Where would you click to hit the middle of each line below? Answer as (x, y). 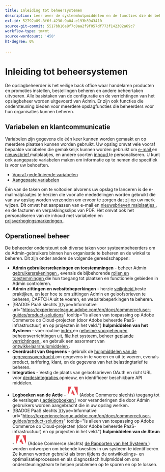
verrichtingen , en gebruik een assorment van (58, 341)
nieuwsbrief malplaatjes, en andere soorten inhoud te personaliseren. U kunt (82, 155)
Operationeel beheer (37, 236)
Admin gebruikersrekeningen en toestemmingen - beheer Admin (79, 268)
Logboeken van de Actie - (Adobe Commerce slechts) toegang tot (86, 395)
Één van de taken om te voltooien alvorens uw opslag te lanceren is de (77, 189)
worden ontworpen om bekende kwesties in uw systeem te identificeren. (86, 449)
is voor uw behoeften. (27, 165)
